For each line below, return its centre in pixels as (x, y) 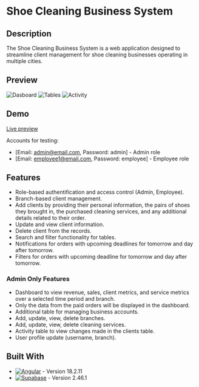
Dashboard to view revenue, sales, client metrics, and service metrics (102, 292)
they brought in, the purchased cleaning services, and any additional (101, 211)
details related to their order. (50, 218)
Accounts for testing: (32, 140)
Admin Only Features (38, 279)
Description (29, 34)
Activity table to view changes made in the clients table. (85, 331)
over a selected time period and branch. (65, 298)
